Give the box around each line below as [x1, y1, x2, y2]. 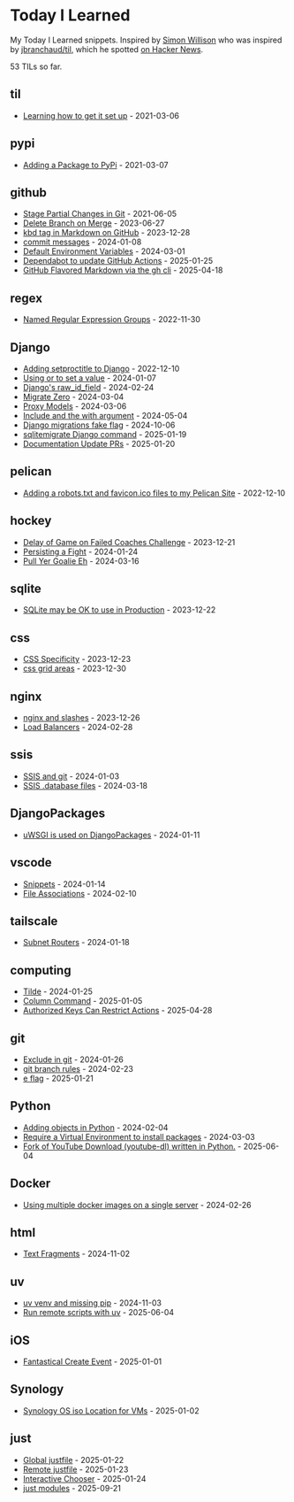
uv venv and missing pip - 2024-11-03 [22, 1298, 162, 1308]
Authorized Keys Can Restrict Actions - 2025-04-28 [22, 1005, 213, 1016]
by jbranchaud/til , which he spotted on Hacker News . [10, 43, 204, 54]
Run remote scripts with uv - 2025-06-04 [22, 1307, 175, 1318]
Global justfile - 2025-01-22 [22, 1454, 124, 1465]
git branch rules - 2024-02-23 [22, 1063, 133, 1074]
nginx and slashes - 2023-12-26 [22, 712, 140, 723]
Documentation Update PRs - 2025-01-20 [22, 439, 176, 449]
